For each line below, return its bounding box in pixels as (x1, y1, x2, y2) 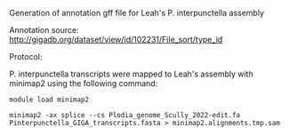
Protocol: (9, 52, 43, 61)
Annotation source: (9, 25, 79, 35)
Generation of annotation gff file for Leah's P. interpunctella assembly (9, 8, 265, 18)
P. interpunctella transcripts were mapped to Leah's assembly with (9, 68, 253, 79)
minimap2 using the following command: (9, 78, 158, 88)
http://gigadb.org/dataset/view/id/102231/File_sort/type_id (9, 35, 223, 44)
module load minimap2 (9, 95, 90, 104)
